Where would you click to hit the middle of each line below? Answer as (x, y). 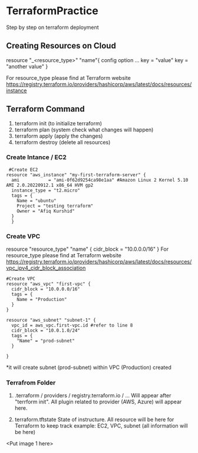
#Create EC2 (23, 170)
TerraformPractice (52, 11)
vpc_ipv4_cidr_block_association (46, 268)
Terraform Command (45, 109)
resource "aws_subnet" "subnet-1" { (51, 321)
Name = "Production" (42, 300)
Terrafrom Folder (31, 383)
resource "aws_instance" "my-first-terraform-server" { (76, 175)
